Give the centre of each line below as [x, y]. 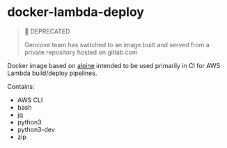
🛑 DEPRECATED [47, 31]
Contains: [21, 86]
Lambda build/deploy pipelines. [52, 73]
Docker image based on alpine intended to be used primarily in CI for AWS [114, 65]
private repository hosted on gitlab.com [81, 52]
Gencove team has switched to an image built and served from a [117, 44]
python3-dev [36, 129]
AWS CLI [30, 100]
